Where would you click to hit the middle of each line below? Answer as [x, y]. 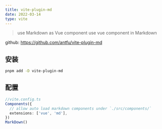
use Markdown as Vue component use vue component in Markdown [87, 33]
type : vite [16, 19]
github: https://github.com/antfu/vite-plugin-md [54, 43]
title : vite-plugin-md [28, 10]
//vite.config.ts [23, 99]
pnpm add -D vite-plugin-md [34, 71]
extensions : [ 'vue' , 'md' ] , [39, 113]
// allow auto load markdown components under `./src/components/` [81, 108]
